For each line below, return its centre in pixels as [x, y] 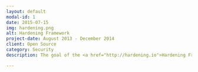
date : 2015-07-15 [27, 22]
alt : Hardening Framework [38, 33]
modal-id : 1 [21, 17]
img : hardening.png [30, 28]
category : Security [30, 50]
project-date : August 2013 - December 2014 [60, 39]
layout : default [26, 11]
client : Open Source [32, 44]
